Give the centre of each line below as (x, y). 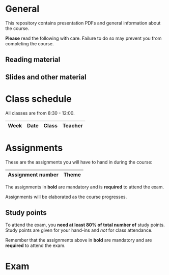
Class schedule (39, 99)
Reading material (33, 60)
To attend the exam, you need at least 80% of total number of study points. (85, 225)
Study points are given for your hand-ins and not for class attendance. (79, 230)
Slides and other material (46, 77)
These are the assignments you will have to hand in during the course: (79, 162)
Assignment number (33, 175)
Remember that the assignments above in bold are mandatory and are (79, 240)
